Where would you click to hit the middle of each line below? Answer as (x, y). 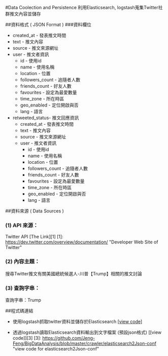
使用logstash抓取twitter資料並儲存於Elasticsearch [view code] (77, 322)
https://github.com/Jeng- (69, 338)
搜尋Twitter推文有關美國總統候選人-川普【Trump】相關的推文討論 (74, 273)
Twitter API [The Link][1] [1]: (34, 237)
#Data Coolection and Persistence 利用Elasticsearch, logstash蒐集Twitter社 (84, 7)
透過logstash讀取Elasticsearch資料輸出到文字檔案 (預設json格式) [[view (87, 332)
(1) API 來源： (22, 225)
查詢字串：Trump (23, 300)
